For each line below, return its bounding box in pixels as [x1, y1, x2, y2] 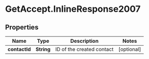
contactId [7, 46, 31, 53]
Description [70, 38, 99, 44]
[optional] [118, 46, 142, 53]
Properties [5, 23, 39, 31]
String [35, 46, 51, 53]
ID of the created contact [55, 46, 114, 53]
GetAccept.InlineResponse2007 [5, 3, 141, 15]
